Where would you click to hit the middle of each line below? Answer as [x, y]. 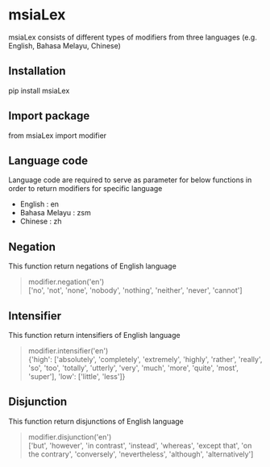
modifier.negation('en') [66, 282]
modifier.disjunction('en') [70, 436]
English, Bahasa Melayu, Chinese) [64, 45]
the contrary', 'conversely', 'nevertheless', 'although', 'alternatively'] [141, 454]
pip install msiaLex [39, 90]
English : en [39, 204]
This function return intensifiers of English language [94, 335]
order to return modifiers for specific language [85, 189]
